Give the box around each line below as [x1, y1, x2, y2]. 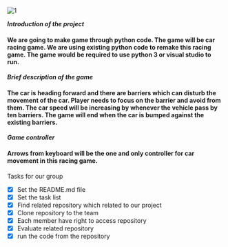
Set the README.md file [17, 185, 86, 193]
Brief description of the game [7, 73, 94, 81]
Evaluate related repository [17, 224, 94, 233]
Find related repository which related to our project [17, 201, 162, 209]
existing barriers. [7, 118, 58, 126]
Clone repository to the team [17, 208, 99, 217]
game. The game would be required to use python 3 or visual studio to [7, 50, 211, 59]
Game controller [7, 133, 55, 141]
